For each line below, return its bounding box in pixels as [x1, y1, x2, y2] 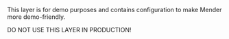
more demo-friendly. [7, 13, 66, 21]
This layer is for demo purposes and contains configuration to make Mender [7, 6, 222, 13]
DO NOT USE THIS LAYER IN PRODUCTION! [7, 26, 132, 34]
